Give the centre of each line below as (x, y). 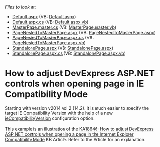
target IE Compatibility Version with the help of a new (59, 113)
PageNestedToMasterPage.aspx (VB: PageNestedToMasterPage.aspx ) (84, 32)
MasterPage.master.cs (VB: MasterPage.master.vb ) (64, 27)
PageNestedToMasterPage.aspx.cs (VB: (53, 37)
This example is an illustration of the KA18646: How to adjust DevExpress (79, 129)
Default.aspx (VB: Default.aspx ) (44, 17)
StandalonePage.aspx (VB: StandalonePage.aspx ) (63, 48)
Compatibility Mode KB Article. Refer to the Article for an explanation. (75, 139)
